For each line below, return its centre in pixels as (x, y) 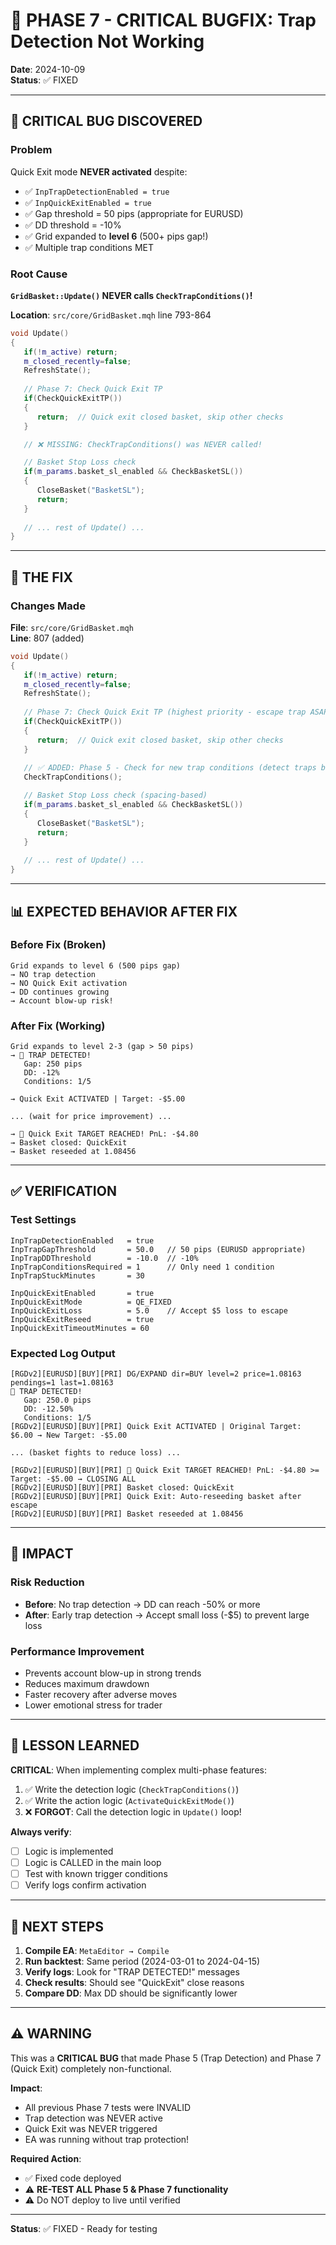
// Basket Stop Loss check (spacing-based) (115, 795)
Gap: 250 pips (53, 1064)
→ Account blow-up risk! (62, 1000)
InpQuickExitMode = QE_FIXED (91, 1302)
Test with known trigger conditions (96, 1873)
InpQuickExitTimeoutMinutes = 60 (80, 1328)
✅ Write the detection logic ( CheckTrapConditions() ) (132, 1789)
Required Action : (46, 2158)
